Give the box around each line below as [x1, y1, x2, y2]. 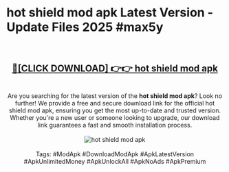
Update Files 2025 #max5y [6, 19, 164, 35]
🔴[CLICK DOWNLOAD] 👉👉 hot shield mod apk [12, 63, 218, 75]
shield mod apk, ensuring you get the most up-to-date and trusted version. [8, 106, 221, 114]
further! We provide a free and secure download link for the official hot [14, 99, 215, 107]
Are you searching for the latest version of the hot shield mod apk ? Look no [7, 91, 223, 100]
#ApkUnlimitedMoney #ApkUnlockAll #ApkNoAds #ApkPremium [23, 157, 206, 165]
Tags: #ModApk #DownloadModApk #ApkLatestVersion [36, 149, 194, 158]
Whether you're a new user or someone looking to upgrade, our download [10, 113, 220, 121]
